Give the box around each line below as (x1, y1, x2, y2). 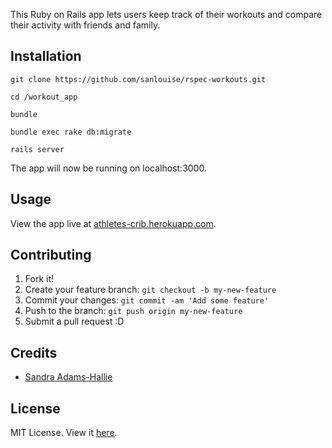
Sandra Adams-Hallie (24, 371, 113, 383)
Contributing (10, 247, 92, 264)
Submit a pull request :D (24, 315, 125, 328)
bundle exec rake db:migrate (10, 127, 132, 137)
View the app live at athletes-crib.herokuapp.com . (10, 217, 217, 229)
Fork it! (24, 273, 55, 285)
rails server (10, 144, 65, 154)
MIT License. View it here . (10, 427, 118, 439)
